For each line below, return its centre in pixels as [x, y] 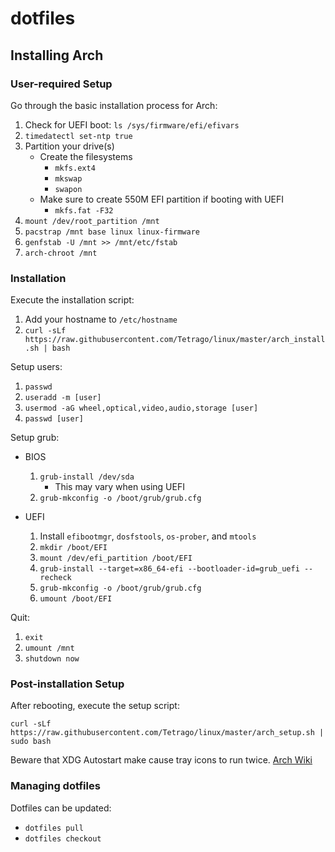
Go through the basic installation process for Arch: [114, 105]
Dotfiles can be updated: [61, 808]
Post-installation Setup [67, 684]
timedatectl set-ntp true [78, 136]
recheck [55, 578]
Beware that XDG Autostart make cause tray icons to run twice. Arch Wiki [161, 760]
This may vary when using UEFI [119, 487]
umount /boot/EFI [76, 599]
